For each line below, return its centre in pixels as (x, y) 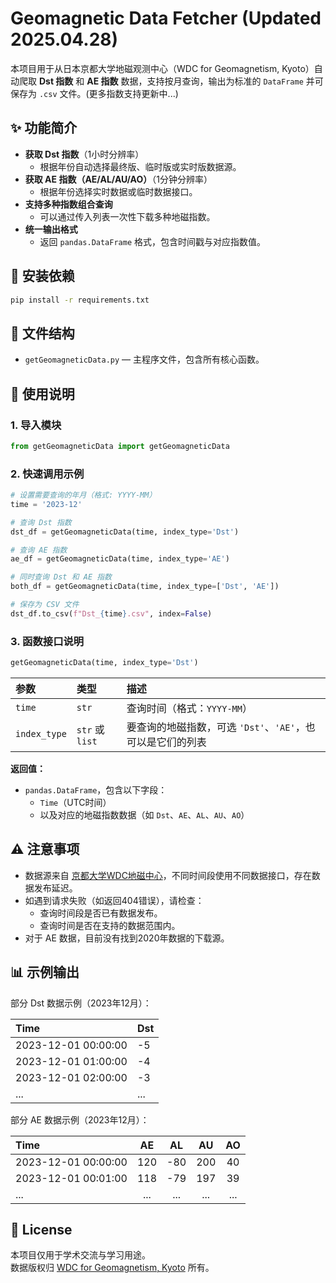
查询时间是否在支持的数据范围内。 (110, 925)
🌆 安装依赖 (42, 276)
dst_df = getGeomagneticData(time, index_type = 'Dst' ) (125, 532)
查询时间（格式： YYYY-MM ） (189, 709)
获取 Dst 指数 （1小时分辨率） (84, 154)
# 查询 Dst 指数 (41, 522)
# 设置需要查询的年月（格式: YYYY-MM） (83, 495)
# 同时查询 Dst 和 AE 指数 (61, 577)
